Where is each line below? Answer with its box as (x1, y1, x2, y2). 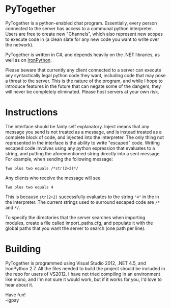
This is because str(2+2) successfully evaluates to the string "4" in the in (5, 194, 159, 200)
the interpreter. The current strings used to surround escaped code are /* (5, 199, 160, 205)
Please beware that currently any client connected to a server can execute (5, 67, 161, 73)
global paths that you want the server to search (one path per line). (5, 225, 146, 231)
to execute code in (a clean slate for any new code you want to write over (5, 36, 159, 42)
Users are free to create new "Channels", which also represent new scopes (5, 31, 163, 37)
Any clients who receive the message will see (5, 175, 101, 181)
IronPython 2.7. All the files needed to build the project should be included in (5, 265, 165, 271)
